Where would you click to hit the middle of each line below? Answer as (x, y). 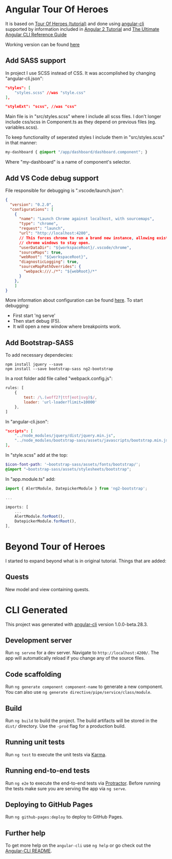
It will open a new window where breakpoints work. (67, 326)
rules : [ (15, 388)
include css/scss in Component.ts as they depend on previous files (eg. (81, 122)
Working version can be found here (42, 44)
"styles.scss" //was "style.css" (50, 93)
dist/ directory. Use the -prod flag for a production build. (66, 726)
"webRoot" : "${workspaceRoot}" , (53, 257)
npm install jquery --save (34, 365)
